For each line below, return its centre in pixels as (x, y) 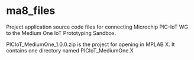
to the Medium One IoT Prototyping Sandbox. (61, 33)
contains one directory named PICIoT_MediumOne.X (70, 50)
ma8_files (31, 11)
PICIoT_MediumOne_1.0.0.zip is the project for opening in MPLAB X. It (90, 44)
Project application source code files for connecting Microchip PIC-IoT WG (97, 27)
